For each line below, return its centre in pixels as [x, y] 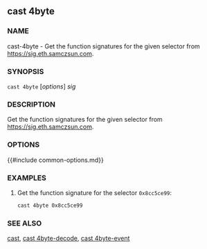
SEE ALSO [25, 223]
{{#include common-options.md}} [55, 160]
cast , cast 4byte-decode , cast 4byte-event [69, 239]
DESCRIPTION [31, 104]
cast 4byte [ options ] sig [42, 86]
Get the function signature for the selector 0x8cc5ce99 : [94, 192]
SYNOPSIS [26, 71]
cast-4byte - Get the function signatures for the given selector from [104, 46]
